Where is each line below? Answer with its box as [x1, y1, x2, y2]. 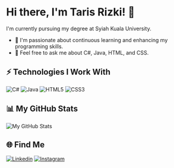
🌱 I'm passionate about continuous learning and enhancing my [14, 36, 168, 43]
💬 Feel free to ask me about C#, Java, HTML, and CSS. [14, 49, 149, 56]
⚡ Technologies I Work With [6, 67, 111, 77]
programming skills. [14, 43, 64, 50]
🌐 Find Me [6, 140, 45, 150]
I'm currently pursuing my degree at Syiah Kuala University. [6, 25, 151, 32]
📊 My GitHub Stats [6, 104, 78, 114]
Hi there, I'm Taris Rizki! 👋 [6, 5, 135, 19]
